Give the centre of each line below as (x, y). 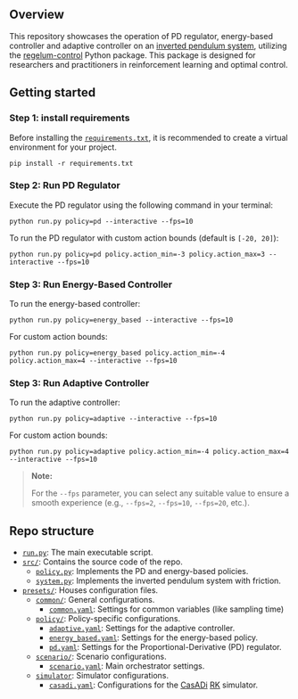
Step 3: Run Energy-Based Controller (91, 284)
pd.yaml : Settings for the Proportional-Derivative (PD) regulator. (166, 647)
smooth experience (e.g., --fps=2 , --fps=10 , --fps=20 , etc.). (140, 503)
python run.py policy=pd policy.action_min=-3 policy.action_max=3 (137, 254)
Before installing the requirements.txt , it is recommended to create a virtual (149, 137)
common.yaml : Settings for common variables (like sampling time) (166, 609)
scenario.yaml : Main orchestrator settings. (127, 666)
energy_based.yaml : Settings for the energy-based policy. (153, 637)
